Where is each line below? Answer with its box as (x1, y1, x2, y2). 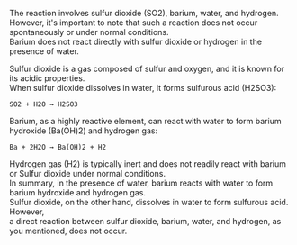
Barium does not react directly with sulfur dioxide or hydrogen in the (9, 36, 263, 47)
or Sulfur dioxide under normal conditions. (9, 168, 166, 178)
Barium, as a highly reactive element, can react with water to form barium (9, 116, 282, 126)
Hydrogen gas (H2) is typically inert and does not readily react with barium (9, 159, 286, 169)
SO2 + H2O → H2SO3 (9, 100, 78, 109)
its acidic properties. (9, 73, 85, 84)
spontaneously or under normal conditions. (9, 27, 169, 37)
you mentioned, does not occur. (9, 225, 128, 236)
